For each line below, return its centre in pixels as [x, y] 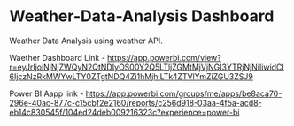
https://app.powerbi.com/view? [164, 57]
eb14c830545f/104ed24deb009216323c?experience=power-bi [124, 112]
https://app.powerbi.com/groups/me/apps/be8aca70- [184, 93]
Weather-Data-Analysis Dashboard [142, 16]
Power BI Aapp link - [46, 93]
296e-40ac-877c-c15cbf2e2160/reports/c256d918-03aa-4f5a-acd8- [136, 102]
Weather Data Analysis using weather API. [86, 41]
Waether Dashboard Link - [58, 57]
